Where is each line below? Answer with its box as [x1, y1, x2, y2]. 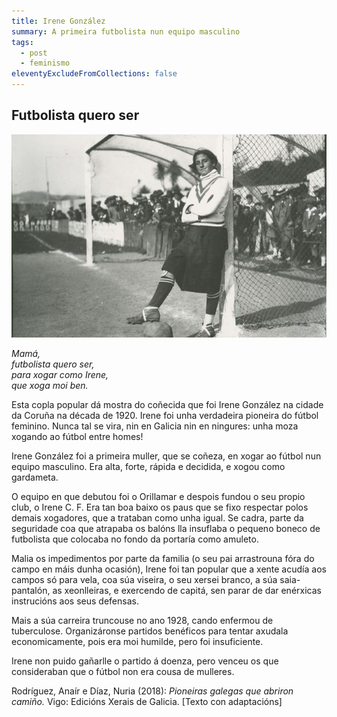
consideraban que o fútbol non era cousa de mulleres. [11, 666, 235, 678]
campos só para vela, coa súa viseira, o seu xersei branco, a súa [11, 574, 278, 586]
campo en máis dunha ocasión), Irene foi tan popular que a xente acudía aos [11, 563, 327, 575]
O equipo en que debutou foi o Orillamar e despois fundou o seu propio [11, 491, 306, 503]
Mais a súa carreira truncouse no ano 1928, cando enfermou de [11, 615, 274, 627]
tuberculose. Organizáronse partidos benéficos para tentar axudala [11, 625, 289, 637]
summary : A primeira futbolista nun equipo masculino [11, 26, 241, 37]
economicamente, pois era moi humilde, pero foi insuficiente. [11, 636, 264, 648]
